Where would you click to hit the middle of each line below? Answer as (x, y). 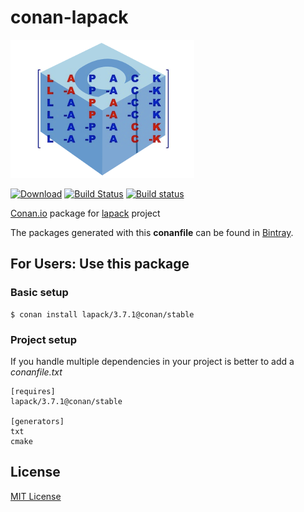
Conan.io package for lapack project (85, 213)
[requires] (33, 391)
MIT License (36, 496)
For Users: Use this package (100, 264)
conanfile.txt (36, 372)
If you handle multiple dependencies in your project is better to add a (152, 361)
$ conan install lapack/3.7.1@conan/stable (102, 314)
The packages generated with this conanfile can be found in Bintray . (152, 232)
